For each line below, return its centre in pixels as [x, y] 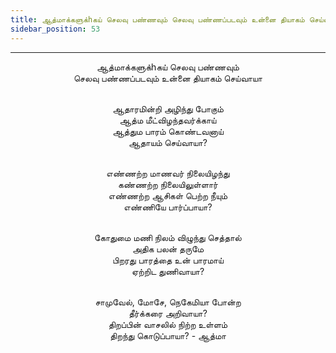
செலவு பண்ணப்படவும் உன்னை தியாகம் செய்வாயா [168, 78]
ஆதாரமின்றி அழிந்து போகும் [168, 108]
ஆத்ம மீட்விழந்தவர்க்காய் [168, 120]
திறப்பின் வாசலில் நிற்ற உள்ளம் [168, 324]
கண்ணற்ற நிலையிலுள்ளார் [168, 184]
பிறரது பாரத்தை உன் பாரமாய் [168, 260]
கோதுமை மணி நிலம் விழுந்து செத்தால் [168, 237]
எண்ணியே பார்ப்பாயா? [168, 207]
